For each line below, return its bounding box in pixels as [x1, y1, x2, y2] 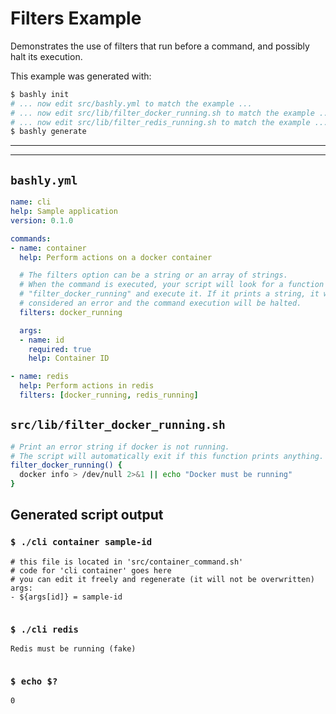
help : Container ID [28, 353, 110, 364]
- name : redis [10, 372, 70, 382]
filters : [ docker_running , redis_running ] [19, 390, 199, 400]
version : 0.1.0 [10, 215, 74, 226]
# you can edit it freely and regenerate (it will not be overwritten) [10, 574, 315, 584]
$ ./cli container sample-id [10, 537, 153, 548]
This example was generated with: [10, 70, 152, 82]
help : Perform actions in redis [19, 381, 155, 391]
